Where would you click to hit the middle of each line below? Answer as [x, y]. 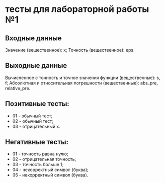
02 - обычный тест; [33, 121]
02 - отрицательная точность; [44, 159]
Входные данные [34, 38]
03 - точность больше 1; [38, 165]
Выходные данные [36, 66]
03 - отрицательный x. [36, 126]
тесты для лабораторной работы [77, 9]
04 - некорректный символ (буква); [50, 170]
